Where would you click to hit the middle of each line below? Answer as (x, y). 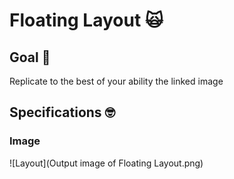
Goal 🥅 (30, 57)
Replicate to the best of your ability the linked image (116, 81)
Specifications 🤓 (62, 112)
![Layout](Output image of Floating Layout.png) (106, 163)
